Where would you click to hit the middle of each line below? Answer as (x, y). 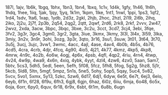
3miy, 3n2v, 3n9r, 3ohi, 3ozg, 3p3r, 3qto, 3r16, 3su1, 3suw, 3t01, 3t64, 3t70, (83, 39)
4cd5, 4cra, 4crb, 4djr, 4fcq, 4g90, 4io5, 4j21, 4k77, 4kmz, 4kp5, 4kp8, (79, 50)
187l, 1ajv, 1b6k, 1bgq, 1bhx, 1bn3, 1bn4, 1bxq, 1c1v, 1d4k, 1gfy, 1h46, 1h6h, (81, 7)
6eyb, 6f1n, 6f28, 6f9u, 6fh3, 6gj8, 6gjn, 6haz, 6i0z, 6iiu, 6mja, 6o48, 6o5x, (83, 81)
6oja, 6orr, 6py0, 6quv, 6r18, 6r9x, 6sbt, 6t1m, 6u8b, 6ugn (65, 87)
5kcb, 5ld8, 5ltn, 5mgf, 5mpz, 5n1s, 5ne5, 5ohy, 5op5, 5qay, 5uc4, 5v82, (80, 71)
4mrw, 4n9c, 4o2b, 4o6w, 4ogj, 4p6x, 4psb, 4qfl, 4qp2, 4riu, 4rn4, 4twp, (81, 55)
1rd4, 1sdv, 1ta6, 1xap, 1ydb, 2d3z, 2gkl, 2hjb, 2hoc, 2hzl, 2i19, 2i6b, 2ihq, (80, 18)
